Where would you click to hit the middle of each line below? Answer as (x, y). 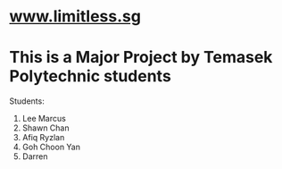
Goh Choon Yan (51, 147)
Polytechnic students (90, 76)
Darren (35, 156)
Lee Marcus (44, 119)
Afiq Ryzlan (43, 138)
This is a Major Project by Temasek (141, 58)
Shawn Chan (46, 128)
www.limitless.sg (75, 17)
